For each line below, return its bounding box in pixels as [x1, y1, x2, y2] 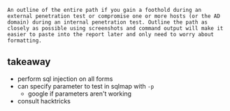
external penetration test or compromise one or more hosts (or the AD [7, 13, 220, 20]
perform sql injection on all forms [17, 74, 113, 83]
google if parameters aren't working [27, 89, 131, 98]
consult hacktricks [17, 96, 71, 105]
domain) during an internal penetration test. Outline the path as [7, 19, 208, 26]
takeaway [7, 56, 51, 68]
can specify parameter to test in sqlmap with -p [17, 82, 154, 90]
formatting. [7, 37, 42, 44]
